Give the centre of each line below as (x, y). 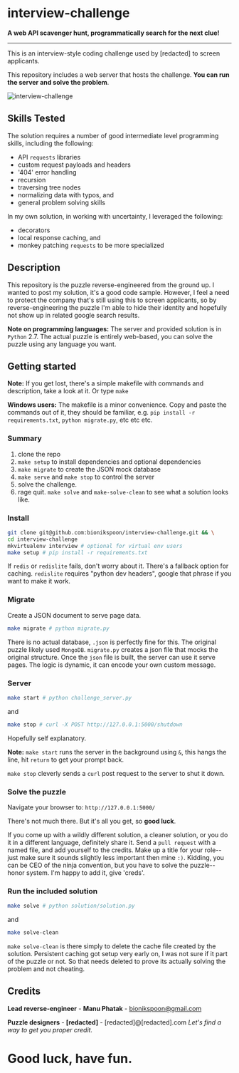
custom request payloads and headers (74, 165)
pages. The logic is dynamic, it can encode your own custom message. (112, 665)
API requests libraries (49, 157)
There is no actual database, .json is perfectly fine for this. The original (112, 642)
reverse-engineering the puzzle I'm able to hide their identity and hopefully (117, 307)
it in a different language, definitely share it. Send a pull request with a (112, 842)
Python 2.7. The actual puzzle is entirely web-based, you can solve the (110, 336)
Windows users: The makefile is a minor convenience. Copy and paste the (117, 405)
